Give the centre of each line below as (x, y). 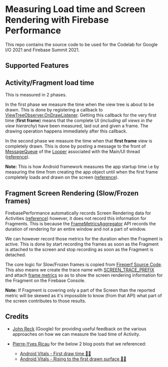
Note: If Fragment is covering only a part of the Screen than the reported (80, 290)
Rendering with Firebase (57, 20)
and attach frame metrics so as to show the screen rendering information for (84, 275)
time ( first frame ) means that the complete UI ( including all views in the (79, 120)
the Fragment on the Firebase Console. (45, 280)
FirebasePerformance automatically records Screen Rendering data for (78, 213)
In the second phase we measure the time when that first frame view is (79, 141)
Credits (17, 317)
